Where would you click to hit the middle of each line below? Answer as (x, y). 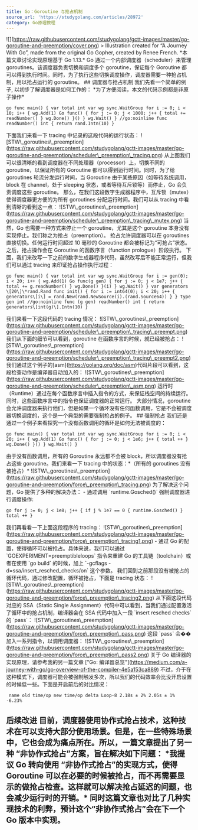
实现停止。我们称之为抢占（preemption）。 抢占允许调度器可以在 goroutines (98, 235)
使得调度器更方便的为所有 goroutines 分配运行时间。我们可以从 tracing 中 (95, 200)
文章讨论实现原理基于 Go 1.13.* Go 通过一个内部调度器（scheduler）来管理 (101, 60)
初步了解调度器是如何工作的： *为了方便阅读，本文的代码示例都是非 (101, 90)
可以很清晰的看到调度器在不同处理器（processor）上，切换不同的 (85, 162)
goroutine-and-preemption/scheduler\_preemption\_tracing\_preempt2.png (98, 358)
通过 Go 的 (171, 541)
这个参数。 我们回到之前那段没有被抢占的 (140, 571)
